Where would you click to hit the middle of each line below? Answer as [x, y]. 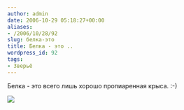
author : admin [28, 14]
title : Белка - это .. [40, 46]
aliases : [20, 27]
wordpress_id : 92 [33, 53]
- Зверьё [20, 66]
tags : [15, 60]
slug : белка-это [31, 40]
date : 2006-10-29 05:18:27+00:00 [56, 20]
